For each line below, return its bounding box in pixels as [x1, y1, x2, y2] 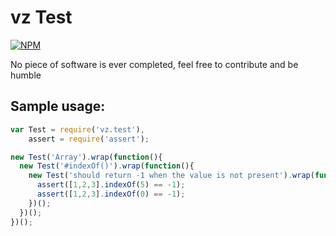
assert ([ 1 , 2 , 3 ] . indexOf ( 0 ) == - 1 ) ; [36, 189, 186, 199]
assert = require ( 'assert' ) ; [28, 134, 150, 144]
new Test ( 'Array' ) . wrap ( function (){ [10, 152, 163, 162]
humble [10, 69, 42, 81]
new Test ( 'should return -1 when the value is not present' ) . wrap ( [28, 171, 315, 181]
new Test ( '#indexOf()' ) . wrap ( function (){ [19, 161, 195, 171]
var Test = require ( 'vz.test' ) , [10, 124, 145, 135]
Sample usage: [10, 98, 106, 115]
